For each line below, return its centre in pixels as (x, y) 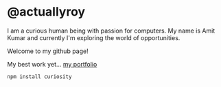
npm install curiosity (39, 76)
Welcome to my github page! (48, 51)
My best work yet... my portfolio (52, 64)
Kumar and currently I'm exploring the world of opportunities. (94, 37)
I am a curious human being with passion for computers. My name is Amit (111, 31)
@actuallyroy (46, 12)
